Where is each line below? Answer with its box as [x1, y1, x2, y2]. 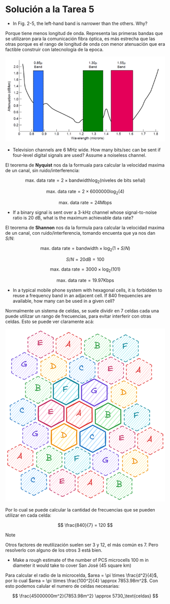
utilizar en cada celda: [5, 512, 52, 518]
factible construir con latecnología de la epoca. [5, 46, 104, 52]
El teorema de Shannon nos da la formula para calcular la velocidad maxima [5, 225, 165, 231]
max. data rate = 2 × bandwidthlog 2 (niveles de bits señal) [25, 177, 146, 185]
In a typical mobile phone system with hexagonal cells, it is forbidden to [12, 287, 162, 293]
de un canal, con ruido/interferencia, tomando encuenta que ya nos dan [5, 230, 156, 236]
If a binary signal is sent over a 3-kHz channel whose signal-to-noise [12, 209, 157, 215]
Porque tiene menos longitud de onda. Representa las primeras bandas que [5, 30, 163, 36]
